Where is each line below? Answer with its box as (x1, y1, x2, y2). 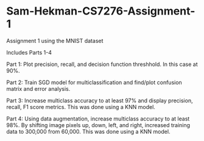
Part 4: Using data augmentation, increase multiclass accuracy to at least (6, 115, 190, 122)
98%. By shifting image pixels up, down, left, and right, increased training (6, 121, 191, 128)
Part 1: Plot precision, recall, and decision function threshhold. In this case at (6, 61, 198, 68)
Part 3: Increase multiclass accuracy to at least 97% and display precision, (6, 97, 193, 104)
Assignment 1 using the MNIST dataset (6, 37, 104, 44)
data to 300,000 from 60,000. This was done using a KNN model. (6, 128, 171, 135)
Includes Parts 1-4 (6, 48, 52, 56)
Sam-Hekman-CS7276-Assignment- (6, 4, 195, 18)
